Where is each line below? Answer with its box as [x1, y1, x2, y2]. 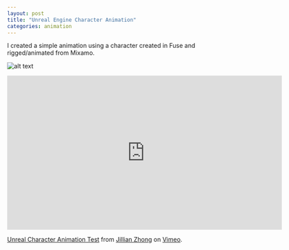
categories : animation [7, 23, 72, 29]
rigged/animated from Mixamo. [7, 49, 95, 57]
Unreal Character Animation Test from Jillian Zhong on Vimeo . [7, 236, 183, 244]
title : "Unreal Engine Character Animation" [7, 16, 137, 23]
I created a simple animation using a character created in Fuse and [7, 42, 196, 50]
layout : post [7, 10, 45, 17]
